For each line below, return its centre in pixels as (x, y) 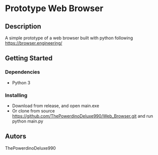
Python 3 (21, 82)
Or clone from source (33, 111)
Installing (16, 95)
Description (23, 26)
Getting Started (29, 58)
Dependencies (23, 72)
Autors (16, 136)
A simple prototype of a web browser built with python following (69, 38)
